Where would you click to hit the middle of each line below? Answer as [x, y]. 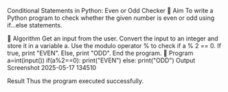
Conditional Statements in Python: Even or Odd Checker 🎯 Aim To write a [110, 11]
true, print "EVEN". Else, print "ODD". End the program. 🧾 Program [100, 53]
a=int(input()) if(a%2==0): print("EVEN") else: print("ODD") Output [101, 60]
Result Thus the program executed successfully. [76, 81]
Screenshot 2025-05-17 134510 [52, 68]
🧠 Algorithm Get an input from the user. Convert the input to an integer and [113, 38]
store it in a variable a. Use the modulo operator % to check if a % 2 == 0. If [114, 46]
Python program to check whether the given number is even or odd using [111, 18]
